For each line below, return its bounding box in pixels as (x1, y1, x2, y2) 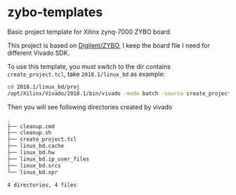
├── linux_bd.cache (7, 142, 65, 150)
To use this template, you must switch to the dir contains (7, 62, 171, 70)
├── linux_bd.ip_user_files (7, 156, 90, 163)
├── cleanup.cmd (7, 122, 55, 130)
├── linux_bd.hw (7, 149, 55, 156)
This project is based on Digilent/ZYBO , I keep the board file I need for (7, 41, 211, 49)
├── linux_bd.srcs (7, 162, 61, 169)
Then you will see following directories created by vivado (7, 103, 173, 111)
